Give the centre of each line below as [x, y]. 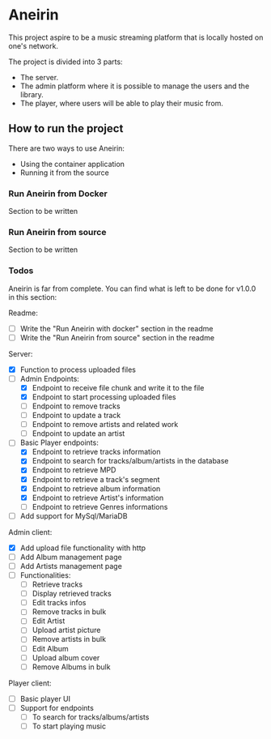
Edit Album [50, 648]
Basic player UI [45, 698]
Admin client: [30, 532]
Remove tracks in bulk [69, 612]
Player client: [30, 683]
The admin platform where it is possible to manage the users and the [135, 86]
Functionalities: [45, 575]
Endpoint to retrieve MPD [74, 470]
